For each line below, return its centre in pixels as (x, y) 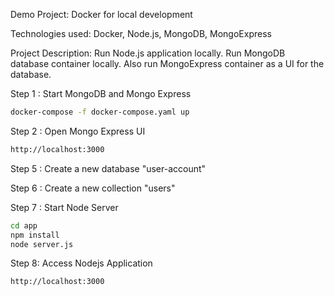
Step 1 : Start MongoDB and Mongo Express (101, 93)
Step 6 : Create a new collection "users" (93, 188)
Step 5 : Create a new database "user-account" (108, 168)
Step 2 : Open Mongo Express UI (78, 131)
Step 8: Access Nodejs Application (81, 263)
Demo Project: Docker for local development (101, 14)
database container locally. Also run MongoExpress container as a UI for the (167, 63)
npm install (35, 235)
